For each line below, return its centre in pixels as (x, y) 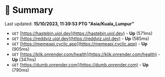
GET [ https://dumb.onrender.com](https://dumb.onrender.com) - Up (80, 65)
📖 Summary (29, 10)
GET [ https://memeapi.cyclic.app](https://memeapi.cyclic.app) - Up (80, 43)
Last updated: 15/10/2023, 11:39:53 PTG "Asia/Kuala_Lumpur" (69, 24)
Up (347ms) (24, 59)
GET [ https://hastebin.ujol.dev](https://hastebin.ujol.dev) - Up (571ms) (82, 33)
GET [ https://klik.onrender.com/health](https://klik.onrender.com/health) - (86, 54)
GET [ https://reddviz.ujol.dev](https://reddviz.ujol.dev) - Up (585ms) (80, 38)
